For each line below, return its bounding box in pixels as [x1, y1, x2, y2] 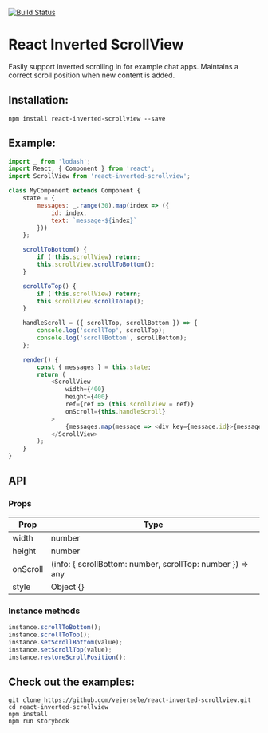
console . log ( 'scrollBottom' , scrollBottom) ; [37, 334, 187, 343]
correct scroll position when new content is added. [8, 70, 175, 80]
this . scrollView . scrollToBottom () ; [37, 260, 156, 269]
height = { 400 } [65, 393, 109, 401]
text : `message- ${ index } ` [50, 216, 137, 224]
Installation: [8, 93, 69, 107]
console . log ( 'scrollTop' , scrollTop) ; [37, 327, 166, 335]
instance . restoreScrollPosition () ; [8, 653, 127, 661]
